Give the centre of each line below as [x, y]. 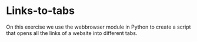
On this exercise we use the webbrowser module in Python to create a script [98, 27]
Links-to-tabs [41, 11]
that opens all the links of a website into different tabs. [72, 33]
